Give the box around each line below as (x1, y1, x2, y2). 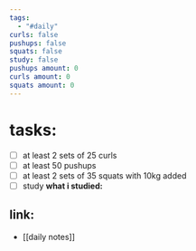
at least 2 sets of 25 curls (22, 150, 117, 160)
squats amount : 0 (9, 81, 75, 90)
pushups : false (9, 38, 67, 48)
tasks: (9, 120, 57, 140)
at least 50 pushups (22, 159, 97, 170)
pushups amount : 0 (9, 64, 79, 73)
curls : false (9, 30, 59, 39)
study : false (9, 55, 59, 64)
